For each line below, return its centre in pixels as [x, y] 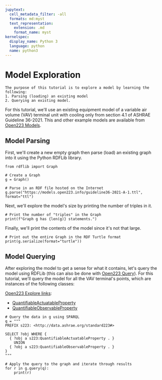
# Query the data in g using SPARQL [42, 317]
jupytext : [15, 10]
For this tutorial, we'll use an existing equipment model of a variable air [76, 110]
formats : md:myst [27, 19]
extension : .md [29, 28]
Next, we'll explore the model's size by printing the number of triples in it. [79, 206]
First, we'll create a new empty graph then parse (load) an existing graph [78, 153]
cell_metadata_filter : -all [38, 14]
